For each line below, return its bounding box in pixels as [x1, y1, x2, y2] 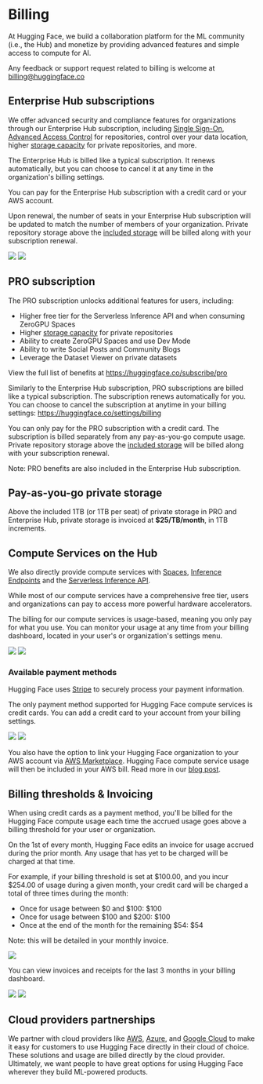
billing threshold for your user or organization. [8, 825, 157, 834]
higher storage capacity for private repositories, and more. [8, 140, 197, 150]
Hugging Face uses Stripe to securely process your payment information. [8, 684, 245, 694]
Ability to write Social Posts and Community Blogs [19, 344, 182, 354]
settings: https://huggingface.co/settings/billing [8, 408, 162, 418]
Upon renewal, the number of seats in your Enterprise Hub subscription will [8, 210, 251, 221]
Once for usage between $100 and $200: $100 [19, 912, 171, 922]
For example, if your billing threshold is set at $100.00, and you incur [8, 872, 229, 881]
